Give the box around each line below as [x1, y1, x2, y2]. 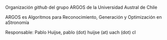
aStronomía [5, 20, 29, 25]
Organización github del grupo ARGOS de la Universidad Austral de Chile [5, 5, 158, 10]
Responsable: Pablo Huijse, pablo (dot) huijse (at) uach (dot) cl [5, 29, 136, 35]
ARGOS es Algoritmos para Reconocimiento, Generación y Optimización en [5, 14, 162, 20]
